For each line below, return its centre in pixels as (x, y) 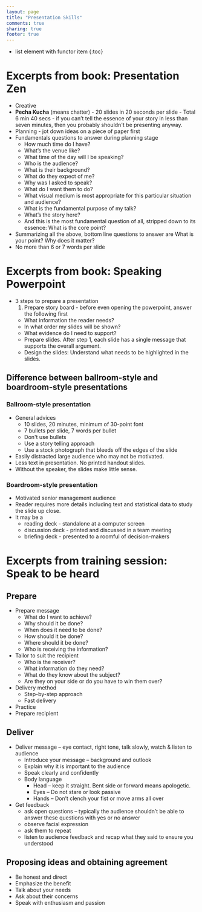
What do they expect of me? (59, 177)
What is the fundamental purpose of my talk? (80, 209)
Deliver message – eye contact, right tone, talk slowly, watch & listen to (103, 747)
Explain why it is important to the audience (77, 766)
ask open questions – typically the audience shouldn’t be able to (104, 811)
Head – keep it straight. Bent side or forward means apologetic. (112, 785)
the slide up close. (38, 510)
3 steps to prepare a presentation (57, 301)
